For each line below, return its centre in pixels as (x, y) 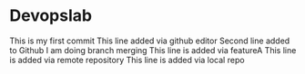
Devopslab (51, 16)
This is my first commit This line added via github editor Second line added (150, 41)
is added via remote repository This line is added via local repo (127, 60)
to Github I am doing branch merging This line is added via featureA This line (153, 50)
